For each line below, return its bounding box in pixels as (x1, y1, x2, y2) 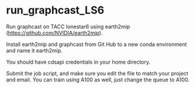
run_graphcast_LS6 (6, 4, 105, 17)
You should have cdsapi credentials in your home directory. (6, 58, 151, 65)
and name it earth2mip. (6, 47, 63, 54)
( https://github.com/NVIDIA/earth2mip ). (6, 29, 103, 36)
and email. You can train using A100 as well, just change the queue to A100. (6, 76, 190, 83)
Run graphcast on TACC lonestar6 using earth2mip (6, 23, 131, 30)
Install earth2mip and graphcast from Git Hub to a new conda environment (6, 41, 187, 48)
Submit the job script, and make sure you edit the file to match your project (6, 70, 188, 77)
